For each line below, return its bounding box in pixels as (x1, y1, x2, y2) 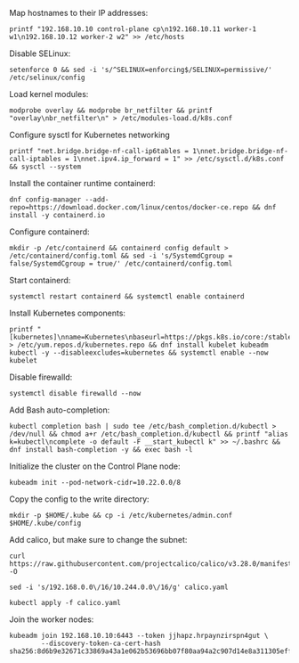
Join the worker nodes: (9, 614, 94, 625)
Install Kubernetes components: (9, 307, 126, 318)
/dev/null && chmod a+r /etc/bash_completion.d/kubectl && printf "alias (9, 430, 289, 438)
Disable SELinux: (9, 48, 71, 59)
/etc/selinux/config (9, 73, 86, 82)
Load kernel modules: (9, 89, 89, 99)
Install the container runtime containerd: (9, 178, 156, 188)
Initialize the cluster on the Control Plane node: (9, 461, 181, 471)
